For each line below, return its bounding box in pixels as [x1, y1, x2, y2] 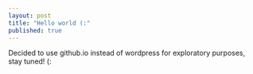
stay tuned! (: [8, 56, 52, 66]
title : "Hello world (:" [8, 19, 91, 27]
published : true [8, 26, 62, 34]
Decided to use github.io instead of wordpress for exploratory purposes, [8, 49, 246, 58]
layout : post [8, 11, 52, 20]
